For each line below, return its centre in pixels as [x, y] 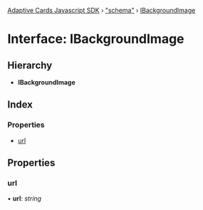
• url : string [24, 199]
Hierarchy [30, 65]
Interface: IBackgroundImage [96, 39]
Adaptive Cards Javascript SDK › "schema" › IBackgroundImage [101, 10]
